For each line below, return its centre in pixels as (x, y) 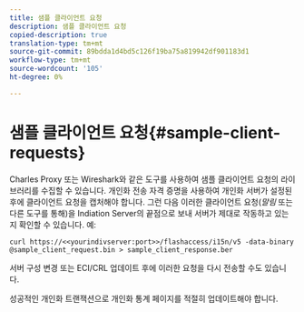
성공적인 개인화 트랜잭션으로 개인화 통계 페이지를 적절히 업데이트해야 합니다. (144, 298)
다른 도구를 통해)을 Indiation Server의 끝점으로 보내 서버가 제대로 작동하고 (141, 213)
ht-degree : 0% (36, 77)
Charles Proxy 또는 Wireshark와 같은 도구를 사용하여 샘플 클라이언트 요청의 (144, 179)
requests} (48, 152)
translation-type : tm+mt (56, 43)
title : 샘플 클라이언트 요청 (56, 18)
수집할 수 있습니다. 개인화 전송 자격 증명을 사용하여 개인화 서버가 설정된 (167, 190)
